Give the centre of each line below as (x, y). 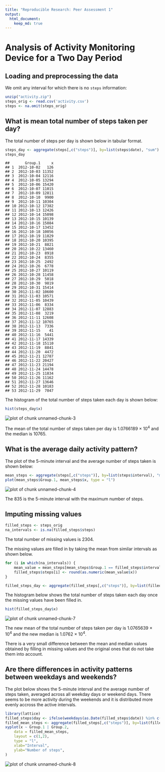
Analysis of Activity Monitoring (70, 48)
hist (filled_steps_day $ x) (31, 609)
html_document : (25, 19)
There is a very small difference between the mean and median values (76, 644)
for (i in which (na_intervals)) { (41, 563)
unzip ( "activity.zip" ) (28, 97)
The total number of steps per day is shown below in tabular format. (74, 141)
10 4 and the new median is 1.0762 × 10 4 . (46, 634)
